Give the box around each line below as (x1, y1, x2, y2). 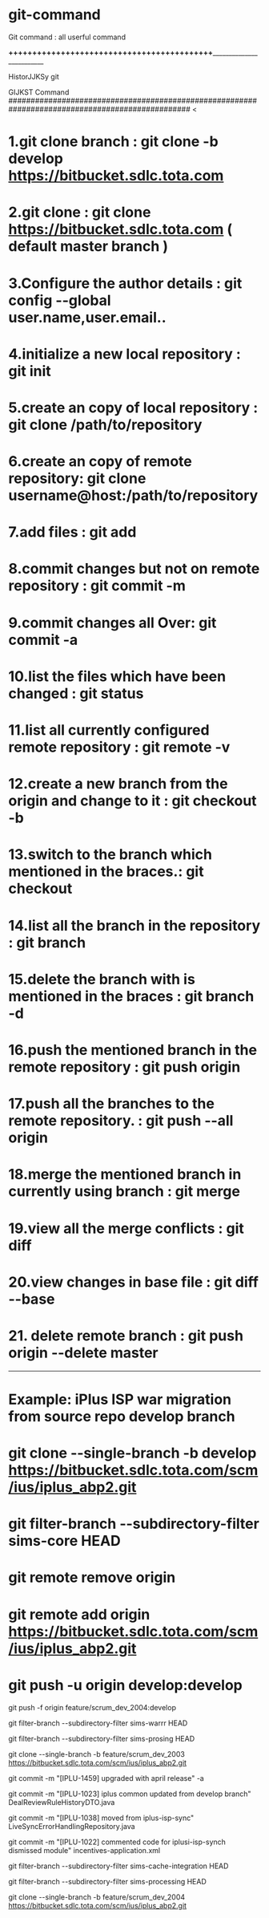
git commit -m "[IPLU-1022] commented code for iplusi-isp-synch (8, 1837, 227, 1847)
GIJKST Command (8, 87, 70, 97)
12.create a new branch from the (8, 775, 228, 793)
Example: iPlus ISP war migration (8, 1390, 232, 1409)
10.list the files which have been (8, 667, 227, 685)
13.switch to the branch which (8, 845, 212, 864)
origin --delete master (8, 1344, 159, 1361)
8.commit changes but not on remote (8, 560, 260, 578)
